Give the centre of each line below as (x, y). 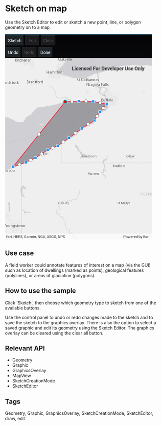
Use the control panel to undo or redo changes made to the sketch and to (79, 317)
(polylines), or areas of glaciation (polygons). (50, 275)
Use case (20, 253)
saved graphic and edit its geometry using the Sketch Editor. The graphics (80, 328)
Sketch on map (36, 9)
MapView (22, 376)
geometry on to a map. (28, 27)
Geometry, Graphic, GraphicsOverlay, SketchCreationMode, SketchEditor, (79, 413)
